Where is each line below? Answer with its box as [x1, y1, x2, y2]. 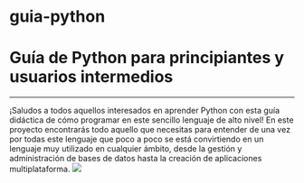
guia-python [9, 6, 106, 27]
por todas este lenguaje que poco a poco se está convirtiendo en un [9, 133, 264, 145]
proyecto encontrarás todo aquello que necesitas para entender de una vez [9, 124, 291, 135]
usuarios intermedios [9, 67, 174, 87]
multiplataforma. [9, 164, 71, 175]
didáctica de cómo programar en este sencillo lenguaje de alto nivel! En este [9, 114, 294, 125]
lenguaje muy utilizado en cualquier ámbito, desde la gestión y [9, 143, 242, 154]
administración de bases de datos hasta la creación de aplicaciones [9, 153, 262, 164]
